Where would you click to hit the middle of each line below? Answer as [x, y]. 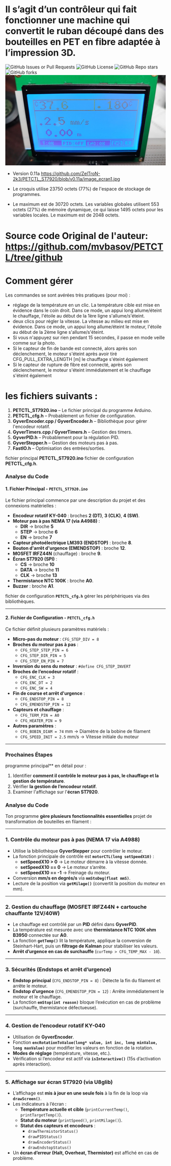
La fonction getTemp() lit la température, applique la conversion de [82, 941]
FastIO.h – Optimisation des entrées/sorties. [59, 448]
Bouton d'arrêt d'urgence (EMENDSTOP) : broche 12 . [69, 548]
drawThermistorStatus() [53, 1131]
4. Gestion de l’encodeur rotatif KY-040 [55, 1026]
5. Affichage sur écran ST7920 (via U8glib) [59, 1082]
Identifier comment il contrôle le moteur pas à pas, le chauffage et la [86, 776]
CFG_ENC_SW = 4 [36, 688]
